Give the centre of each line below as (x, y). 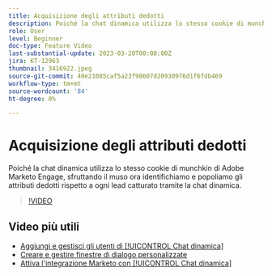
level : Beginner (36, 38)
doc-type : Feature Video (50, 46)
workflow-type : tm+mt (45, 83)
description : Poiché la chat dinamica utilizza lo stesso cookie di (126, 23)
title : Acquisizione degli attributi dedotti (86, 16)
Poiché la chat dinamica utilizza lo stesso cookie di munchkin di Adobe (126, 168)
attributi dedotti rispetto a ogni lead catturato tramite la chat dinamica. (125, 185)
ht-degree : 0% (32, 99)
